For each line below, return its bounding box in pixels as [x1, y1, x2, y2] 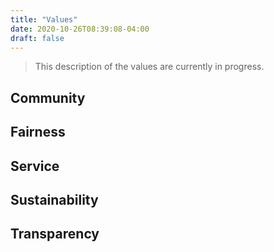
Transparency [10, 226, 100, 243]
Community [10, 89, 86, 106]
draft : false [10, 33, 65, 43]
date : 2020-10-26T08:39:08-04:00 [10, 24, 150, 34]
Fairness [10, 124, 66, 141]
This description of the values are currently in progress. [34, 61, 265, 73]
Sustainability [10, 191, 99, 208]
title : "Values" [10, 14, 78, 25]
